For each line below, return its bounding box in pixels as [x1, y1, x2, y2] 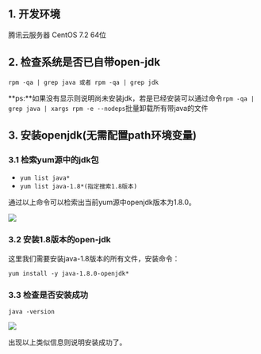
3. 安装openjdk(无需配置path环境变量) [8, 129, 197, 143]
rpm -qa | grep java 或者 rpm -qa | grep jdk [8, 78, 159, 86]
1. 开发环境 [8, 7, 61, 21]
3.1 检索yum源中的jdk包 [8, 154, 99, 165]
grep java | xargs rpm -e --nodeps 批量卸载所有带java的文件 [8, 103, 209, 112]
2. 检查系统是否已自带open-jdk [8, 55, 161, 69]
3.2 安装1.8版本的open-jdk [8, 234, 111, 246]
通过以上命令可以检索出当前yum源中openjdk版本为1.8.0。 [8, 197, 196, 207]
